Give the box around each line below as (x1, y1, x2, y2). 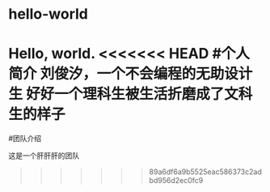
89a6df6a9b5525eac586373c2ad (149, 167, 263, 177)
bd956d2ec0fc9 (149, 176, 204, 186)
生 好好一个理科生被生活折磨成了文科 (8, 85, 253, 104)
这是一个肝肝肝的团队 (8, 151, 79, 160)
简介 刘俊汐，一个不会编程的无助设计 (8, 65, 253, 83)
